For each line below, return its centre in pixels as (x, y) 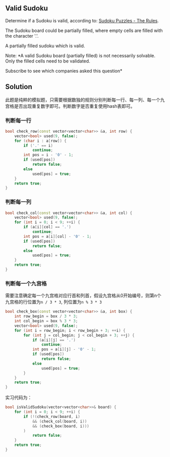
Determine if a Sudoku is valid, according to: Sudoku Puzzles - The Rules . (82, 20)
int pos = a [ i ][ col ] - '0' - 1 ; (58, 236)
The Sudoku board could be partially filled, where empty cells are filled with (84, 31)
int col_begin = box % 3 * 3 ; (46, 321)
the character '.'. (22, 36)
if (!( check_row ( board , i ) (52, 416)
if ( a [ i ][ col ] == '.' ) (47, 227)
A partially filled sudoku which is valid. (45, 46)
